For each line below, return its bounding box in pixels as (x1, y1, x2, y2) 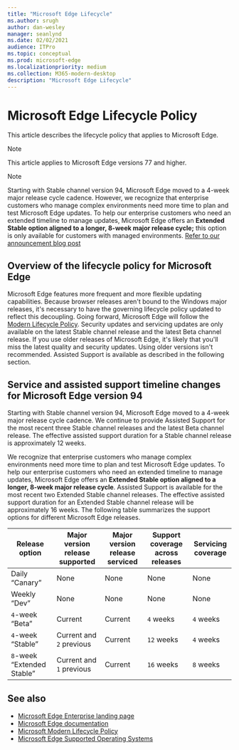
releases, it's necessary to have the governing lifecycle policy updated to (7, 305, 222, 313)
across (154, 548, 179, 558)
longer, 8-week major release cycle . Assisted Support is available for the (7, 482, 223, 491)
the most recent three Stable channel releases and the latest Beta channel (7, 423, 224, 432)
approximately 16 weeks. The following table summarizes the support (7, 505, 211, 514)
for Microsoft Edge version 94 (7, 390, 143, 402)
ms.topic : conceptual (7, 51, 72, 58)
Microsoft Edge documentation (17, 719, 109, 727)
